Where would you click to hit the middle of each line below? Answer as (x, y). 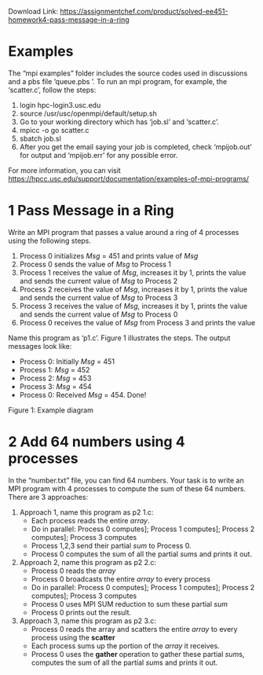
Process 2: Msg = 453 (55, 378)
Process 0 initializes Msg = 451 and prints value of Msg (109, 255)
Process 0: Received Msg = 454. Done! (83, 394)
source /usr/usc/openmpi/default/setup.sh (88, 113)
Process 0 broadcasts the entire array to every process (121, 579)
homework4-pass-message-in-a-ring (69, 20)
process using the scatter (73, 637)
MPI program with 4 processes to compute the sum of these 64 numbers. (127, 488)
